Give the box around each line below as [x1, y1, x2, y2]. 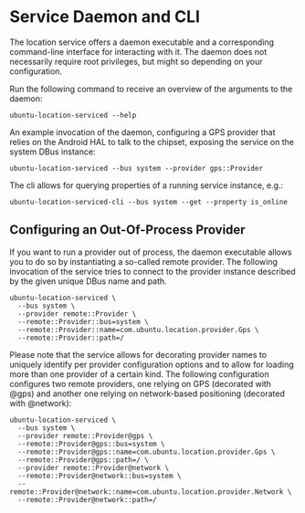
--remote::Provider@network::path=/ [17, 495, 157, 504]
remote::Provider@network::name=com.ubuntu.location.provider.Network [9, 487, 284, 497]
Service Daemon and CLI [9, 6, 201, 27]
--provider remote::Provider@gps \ [17, 431, 153, 440]
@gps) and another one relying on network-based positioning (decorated [9, 388, 285, 399]
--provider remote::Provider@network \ [17, 463, 170, 472]
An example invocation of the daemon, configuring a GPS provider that [9, 126, 276, 138]
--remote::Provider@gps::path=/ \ [17, 455, 149, 465]
